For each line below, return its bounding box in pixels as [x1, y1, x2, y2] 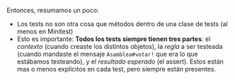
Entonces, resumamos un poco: [6, 6, 100, 14]
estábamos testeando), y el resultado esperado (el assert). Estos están [16, 57, 224, 66]
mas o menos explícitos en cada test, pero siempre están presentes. [16, 65, 217, 73]
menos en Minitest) [16, 28, 74, 35]
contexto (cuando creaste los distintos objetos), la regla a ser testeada [16, 42, 223, 50]
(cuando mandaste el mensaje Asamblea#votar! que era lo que [16, 50, 199, 58]
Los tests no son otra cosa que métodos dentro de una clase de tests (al [16, 20, 228, 28]
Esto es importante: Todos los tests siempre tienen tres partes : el [16, 35, 211, 43]
